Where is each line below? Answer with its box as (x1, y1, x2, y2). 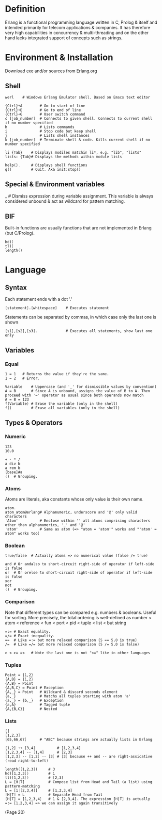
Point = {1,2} (5, 673, 34, 677)
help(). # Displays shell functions (5, 162, 88, 168)
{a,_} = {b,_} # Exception (5, 698, 64, 703)
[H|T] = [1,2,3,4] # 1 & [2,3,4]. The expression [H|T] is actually (5, 797, 150, 802)
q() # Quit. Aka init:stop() (5, 167, 81, 172)
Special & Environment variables (5, 180, 105, 189)
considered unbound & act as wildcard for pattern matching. (5, 198, 125, 204)
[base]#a (5, 469, 23, 475)
